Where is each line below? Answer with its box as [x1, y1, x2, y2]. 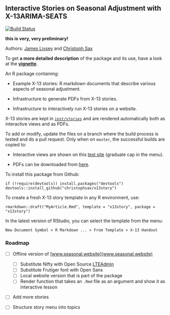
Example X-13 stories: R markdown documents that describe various [12, 80, 156, 86]
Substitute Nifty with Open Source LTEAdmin [20, 261, 114, 267]
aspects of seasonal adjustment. [12, 86, 81, 92]
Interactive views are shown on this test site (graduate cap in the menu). [12, 151, 164, 157]
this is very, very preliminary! [5, 35, 69, 41]
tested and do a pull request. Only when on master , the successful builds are [5, 136, 165, 142]
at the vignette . [5, 61, 38, 67]
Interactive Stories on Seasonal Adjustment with [5, 4, 161, 13]
